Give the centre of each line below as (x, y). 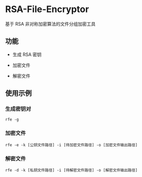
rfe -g (12, 120)
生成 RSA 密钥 (27, 54)
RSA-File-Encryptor (47, 9)
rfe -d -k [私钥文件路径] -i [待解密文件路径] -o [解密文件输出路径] (72, 170)
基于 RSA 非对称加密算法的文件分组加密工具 (50, 24)
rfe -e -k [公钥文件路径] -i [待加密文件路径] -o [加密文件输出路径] (72, 145)
